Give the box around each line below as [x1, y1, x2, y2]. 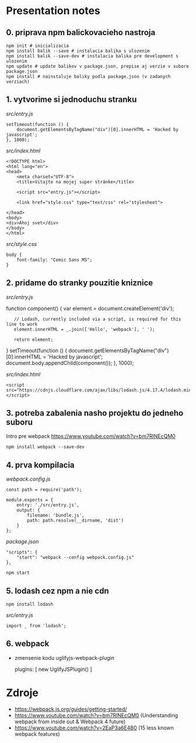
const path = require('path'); [6, 487, 82, 493]
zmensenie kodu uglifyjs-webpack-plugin [14, 654, 115, 661]
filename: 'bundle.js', [27, 512, 85, 519]
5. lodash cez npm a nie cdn [6, 586, 109, 595]
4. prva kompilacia [6, 460, 75, 470]
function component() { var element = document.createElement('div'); [6, 304, 174, 311]
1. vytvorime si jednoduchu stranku [6, 95, 137, 105]
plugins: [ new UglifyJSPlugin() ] [14, 666, 92, 673]
